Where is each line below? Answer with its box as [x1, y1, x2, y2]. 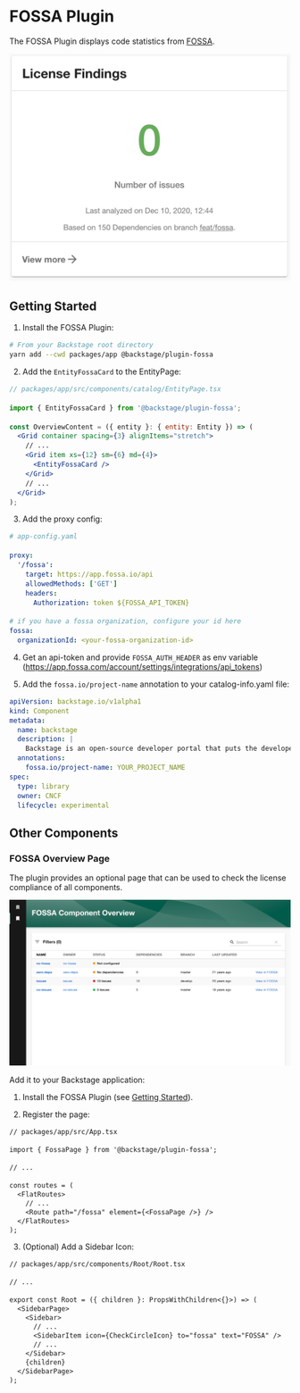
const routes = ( [9, 1180, 74, 1189]
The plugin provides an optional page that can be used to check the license [9, 872, 287, 883]
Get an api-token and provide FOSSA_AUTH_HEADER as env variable [21, 652, 259, 663]
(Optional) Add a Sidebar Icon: [21, 1241, 134, 1252]
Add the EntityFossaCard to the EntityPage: [21, 366, 181, 377]
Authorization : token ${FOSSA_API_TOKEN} [32, 598, 190, 607]
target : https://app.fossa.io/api [25, 570, 154, 579]
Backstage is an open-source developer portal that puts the [25, 744, 257, 754]
